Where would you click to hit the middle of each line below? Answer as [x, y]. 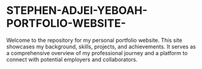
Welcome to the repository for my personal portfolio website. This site [94, 40]
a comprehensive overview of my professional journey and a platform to [97, 53]
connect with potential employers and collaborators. [72, 59]
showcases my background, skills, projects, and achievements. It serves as [101, 47]
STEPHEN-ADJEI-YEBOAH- [77, 11]
